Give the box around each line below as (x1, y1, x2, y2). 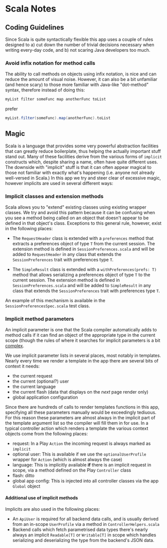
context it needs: (5, 363, 40, 370)
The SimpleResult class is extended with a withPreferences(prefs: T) (12, 266, 157, 272)
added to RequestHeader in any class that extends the (12, 251, 121, 257)
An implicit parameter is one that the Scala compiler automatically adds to (5, 327, 157, 333)
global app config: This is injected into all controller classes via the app (12, 478, 159, 484)
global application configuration (12, 394, 78, 400)
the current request (12, 373, 52, 379)
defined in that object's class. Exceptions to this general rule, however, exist (5, 220, 161, 226)
